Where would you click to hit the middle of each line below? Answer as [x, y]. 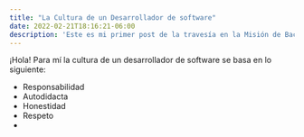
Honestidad [44, 106]
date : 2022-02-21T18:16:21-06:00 [72, 26]
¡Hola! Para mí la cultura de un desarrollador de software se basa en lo [141, 60]
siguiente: [28, 69]
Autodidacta [45, 96]
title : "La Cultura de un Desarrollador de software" [113, 18]
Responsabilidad [53, 87]
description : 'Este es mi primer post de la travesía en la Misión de [145, 34]
